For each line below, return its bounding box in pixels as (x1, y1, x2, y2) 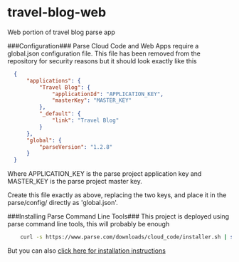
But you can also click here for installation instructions (7, 246, 166, 255)
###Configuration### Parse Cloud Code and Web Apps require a (7, 41, 199, 50)
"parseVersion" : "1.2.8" (38, 143, 113, 150)
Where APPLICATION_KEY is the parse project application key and (7, 169, 202, 178)
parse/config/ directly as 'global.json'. (7, 199, 119, 207)
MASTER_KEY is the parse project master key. (7, 177, 142, 186)
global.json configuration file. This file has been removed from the (7, 49, 201, 58)
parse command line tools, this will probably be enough (7, 220, 170, 229)
